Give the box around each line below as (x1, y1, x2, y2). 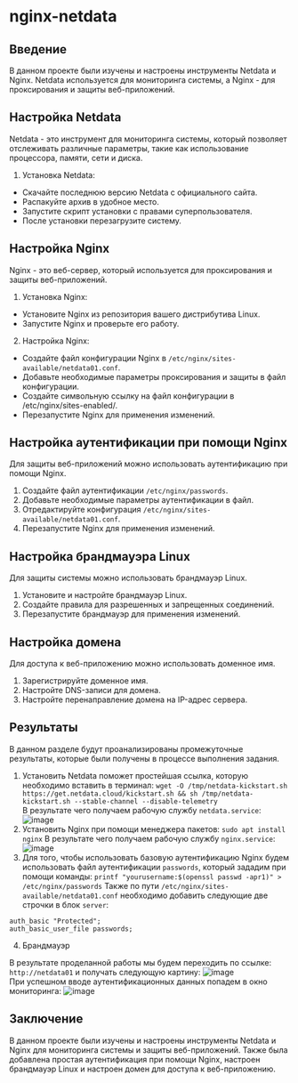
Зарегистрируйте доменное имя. (21, 675, 149, 686)
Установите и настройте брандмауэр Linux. (21, 590, 188, 601)
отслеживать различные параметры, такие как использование (9, 142, 249, 153)
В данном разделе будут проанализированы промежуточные (9, 743, 244, 754)
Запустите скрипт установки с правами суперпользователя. (21, 206, 253, 216)
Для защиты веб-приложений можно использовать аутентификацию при (9, 458, 288, 469)
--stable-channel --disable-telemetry (74, 796, 218, 806)
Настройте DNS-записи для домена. (21, 685, 162, 696)
